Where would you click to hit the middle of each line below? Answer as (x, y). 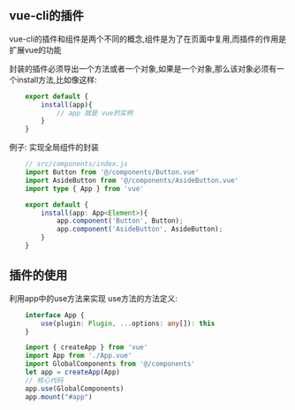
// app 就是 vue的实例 (95, 113)
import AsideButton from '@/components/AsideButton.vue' (132, 180)
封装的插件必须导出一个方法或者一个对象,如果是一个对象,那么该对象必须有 (143, 68)
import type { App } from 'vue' (84, 188)
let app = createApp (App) (73, 372)
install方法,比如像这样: (57, 80)
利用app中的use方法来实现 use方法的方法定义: (94, 298)
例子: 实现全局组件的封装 (54, 148)
